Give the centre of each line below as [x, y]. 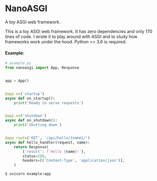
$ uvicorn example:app [28, 174]
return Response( [31, 147]
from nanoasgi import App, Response [42, 68]
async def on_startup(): [30, 98]
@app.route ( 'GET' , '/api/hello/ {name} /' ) [48, 138]
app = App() [17, 81]
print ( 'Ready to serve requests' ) [49, 103]
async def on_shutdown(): [31, 120]
